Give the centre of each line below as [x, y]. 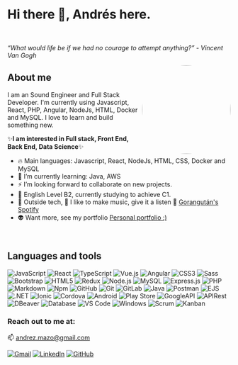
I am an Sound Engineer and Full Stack [64, 94]
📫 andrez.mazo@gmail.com [49, 337]
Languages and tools [55, 256]
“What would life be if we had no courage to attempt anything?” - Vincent [115, 47]
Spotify [28, 209]
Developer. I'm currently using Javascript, [68, 102]
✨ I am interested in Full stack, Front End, [68, 138]
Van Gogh [22, 55]
